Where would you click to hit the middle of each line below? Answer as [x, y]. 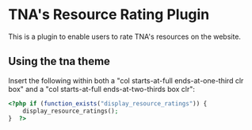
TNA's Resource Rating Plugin [109, 15]
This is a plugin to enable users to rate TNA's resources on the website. [125, 36]
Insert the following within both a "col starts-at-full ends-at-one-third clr [126, 80]
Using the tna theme [59, 61]
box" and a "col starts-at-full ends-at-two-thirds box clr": [102, 89]
